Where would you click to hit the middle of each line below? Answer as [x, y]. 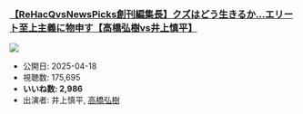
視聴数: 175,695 [51, 78]
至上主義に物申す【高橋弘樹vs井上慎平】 [108, 27]
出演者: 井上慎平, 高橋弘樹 [71, 100]
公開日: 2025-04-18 [60, 66]
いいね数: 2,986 [53, 89]
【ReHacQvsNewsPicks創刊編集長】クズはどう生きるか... [137, 14]
